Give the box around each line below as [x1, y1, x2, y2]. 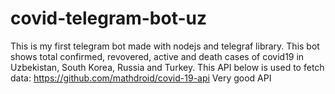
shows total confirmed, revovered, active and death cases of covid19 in [10, 50, 305, 62]
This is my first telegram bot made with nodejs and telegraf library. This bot [10, 40, 320, 52]
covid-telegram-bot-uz [10, 7, 207, 30]
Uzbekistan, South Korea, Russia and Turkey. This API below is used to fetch [10, 61, 325, 73]
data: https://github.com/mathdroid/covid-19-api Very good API [10, 72, 272, 84]
